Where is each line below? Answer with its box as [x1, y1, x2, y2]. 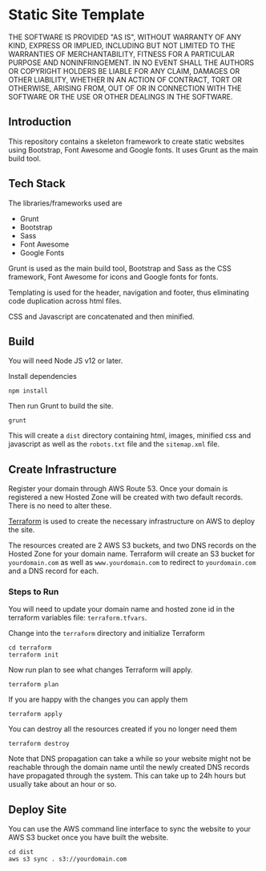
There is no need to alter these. [8, 501, 112, 511]
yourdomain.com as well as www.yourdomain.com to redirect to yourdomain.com [8, 558, 256, 568]
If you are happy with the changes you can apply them [8, 694, 188, 704]
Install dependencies [8, 372, 78, 381]
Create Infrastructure [8, 462, 117, 476]
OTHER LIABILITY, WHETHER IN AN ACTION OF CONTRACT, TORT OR [8, 75, 242, 84]
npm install [8, 387, 48, 395]
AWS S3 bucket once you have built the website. [8, 832, 169, 842]
